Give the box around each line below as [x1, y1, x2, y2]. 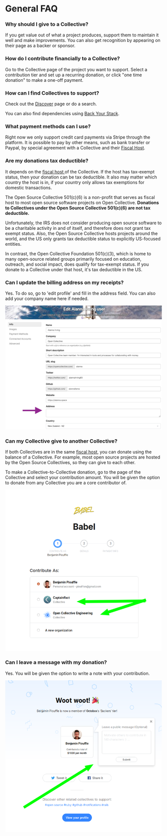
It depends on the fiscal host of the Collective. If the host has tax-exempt [5, 168, 155, 174]
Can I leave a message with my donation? [5, 659, 107, 666]
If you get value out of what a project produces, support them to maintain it [5, 32, 159, 38]
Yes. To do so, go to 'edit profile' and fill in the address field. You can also [5, 290, 156, 296]
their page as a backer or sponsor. [5, 43, 76, 49]
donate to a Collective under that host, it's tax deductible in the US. [5, 266, 143, 272]
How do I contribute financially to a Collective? [5, 55, 120, 62]
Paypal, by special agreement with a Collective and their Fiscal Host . [5, 145, 146, 151]
